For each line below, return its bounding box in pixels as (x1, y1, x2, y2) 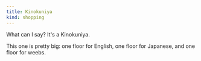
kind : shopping (6, 14, 45, 20)
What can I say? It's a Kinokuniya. (6, 30, 91, 38)
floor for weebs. (6, 48, 46, 56)
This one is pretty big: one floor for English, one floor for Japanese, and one (6, 42, 196, 50)
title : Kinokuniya (6, 8, 53, 15)
